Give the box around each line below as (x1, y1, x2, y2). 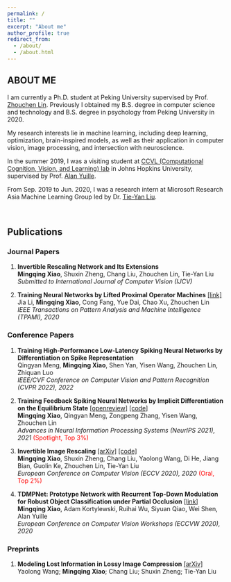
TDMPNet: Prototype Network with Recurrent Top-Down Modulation (17, 490, 219, 498)
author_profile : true (7, 29, 70, 37)
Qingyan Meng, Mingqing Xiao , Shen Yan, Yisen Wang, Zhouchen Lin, (17, 360, 219, 369)
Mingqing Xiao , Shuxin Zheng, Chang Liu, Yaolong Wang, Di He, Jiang (17, 454, 219, 463)
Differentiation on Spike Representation (17, 354, 134, 362)
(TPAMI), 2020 (17, 313, 60, 322)
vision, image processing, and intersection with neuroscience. (7, 143, 185, 151)
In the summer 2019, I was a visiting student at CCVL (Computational (7, 157, 204, 165)
